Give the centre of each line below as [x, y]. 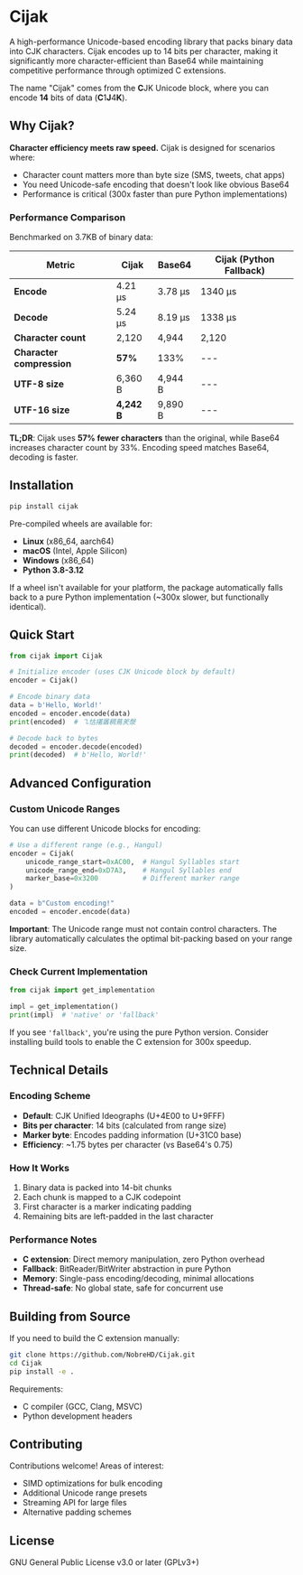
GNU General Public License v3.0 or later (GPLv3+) [105, 1562]
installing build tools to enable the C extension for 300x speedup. [130, 1041]
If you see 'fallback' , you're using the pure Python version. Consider [139, 1032]
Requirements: [36, 1389]
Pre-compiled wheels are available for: [81, 523]
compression [43, 364]
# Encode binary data [50, 697]
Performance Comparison [68, 217]
